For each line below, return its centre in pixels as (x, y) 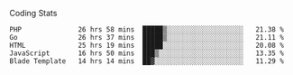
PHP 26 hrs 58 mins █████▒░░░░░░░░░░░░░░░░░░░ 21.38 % (146, 30)
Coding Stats (33, 13)
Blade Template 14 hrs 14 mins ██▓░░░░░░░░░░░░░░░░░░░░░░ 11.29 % (146, 61)
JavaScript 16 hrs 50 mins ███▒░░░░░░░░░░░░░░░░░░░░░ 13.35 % (146, 53)
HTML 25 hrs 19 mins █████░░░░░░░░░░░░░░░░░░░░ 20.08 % (146, 45)
